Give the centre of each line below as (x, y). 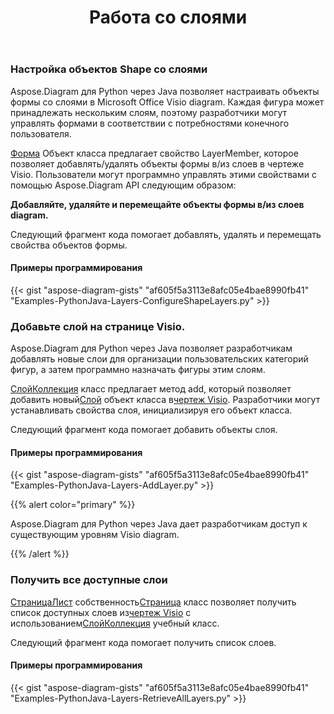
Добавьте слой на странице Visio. (98, 326)
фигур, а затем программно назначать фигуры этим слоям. (138, 370)
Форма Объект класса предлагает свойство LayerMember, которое (154, 153)
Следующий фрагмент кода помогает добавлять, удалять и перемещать (166, 234)
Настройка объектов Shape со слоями (109, 69)
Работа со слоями (168, 17)
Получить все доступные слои (89, 580)
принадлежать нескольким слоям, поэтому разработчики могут (149, 112)
